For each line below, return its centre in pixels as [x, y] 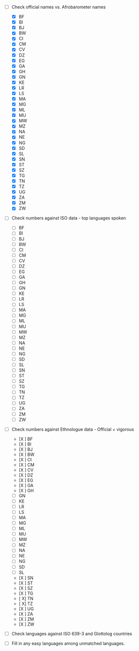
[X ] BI [25, 444]
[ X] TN [26, 598]
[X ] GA [26, 485]
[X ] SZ [26, 588]
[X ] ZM [26, 619]
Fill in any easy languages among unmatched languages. [68, 643]
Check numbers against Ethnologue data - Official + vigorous [73, 429]
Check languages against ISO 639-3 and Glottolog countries [72, 634]
